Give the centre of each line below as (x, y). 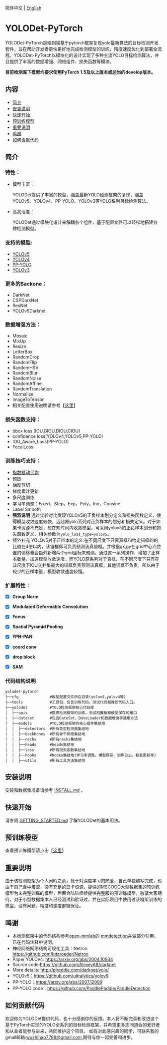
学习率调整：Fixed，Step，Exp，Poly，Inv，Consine (66, 503)
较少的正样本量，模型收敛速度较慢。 (49, 571)
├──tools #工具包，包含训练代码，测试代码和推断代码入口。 (71, 702)
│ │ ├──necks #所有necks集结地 (43, 739)
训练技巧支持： (23, 460)
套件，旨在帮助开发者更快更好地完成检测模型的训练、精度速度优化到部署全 (81, 49)
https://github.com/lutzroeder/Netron (50, 954)
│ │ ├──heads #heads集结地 (40, 745)
